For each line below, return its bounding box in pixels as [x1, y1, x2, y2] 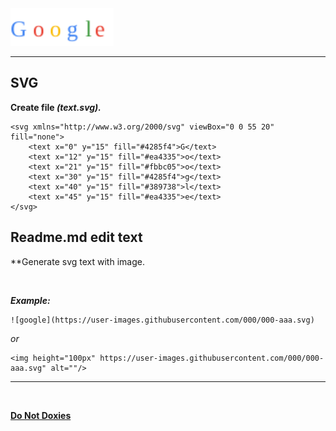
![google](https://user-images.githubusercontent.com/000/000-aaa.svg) [10, 315, 315, 325]
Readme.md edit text [10, 229, 143, 246]
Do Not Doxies [10, 409, 72, 421]
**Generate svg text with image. [10, 255, 145, 267]
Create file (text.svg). [10, 101, 102, 113]
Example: [10, 294, 51, 306]
